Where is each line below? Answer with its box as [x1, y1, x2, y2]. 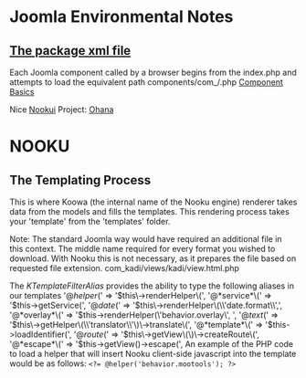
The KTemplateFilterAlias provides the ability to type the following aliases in [9, 280, 295, 291]
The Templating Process [9, 172, 152, 188]
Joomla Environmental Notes [9, 6, 234, 27]
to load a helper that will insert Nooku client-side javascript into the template [9, 349, 297, 359]
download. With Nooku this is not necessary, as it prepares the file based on [9, 253, 297, 264]
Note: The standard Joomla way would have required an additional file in [9, 234, 282, 244]
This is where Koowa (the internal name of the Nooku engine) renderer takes [9, 196, 298, 207]
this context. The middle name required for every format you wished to [9, 244, 276, 254]
